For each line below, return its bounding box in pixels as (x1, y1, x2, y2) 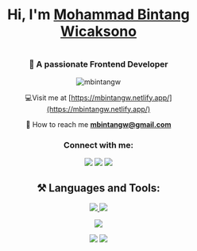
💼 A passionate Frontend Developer (28, 59, 168, 70)
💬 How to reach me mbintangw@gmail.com (25, 119, 172, 129)
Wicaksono (60, 22, 137, 41)
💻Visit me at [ (25, 93, 71, 102)
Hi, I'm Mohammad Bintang (7, 6, 190, 24)
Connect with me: (63, 139, 134, 150)
